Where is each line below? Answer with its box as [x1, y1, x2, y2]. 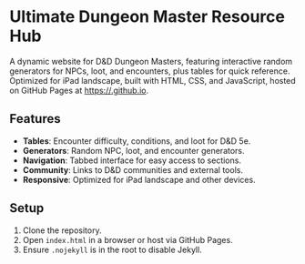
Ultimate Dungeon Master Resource [9, 6, 285, 27]
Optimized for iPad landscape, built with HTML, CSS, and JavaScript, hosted [9, 75, 296, 86]
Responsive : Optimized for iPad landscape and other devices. [22, 174, 257, 185]
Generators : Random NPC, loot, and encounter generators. [22, 145, 245, 156]
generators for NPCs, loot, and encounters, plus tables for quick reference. [9, 66, 290, 76]
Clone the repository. [22, 225, 102, 236]
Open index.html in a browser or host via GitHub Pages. [22, 234, 234, 245]
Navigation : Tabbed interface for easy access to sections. [22, 155, 241, 166]
